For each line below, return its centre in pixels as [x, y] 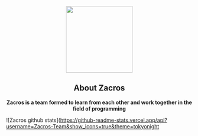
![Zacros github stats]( [33, 120]
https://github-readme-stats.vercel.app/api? [113, 120]
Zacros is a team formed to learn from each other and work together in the [99, 102]
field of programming [99, 108]
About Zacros [99, 88]
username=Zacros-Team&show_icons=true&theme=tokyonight [83, 126]
